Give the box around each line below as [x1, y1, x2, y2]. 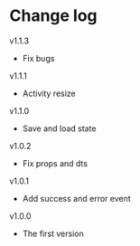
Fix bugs [22, 52, 55, 63]
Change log [9, 5, 98, 26]
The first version [22, 228, 84, 239]
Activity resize [22, 88, 77, 99]
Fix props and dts [22, 157, 89, 168]
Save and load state [22, 123, 97, 134]
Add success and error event [22, 193, 131, 203]
